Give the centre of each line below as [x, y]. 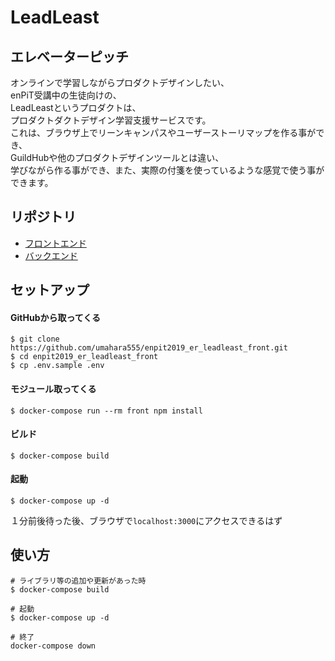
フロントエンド [55, 243]
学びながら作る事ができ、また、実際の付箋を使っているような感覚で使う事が [167, 170]
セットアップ [50, 290]
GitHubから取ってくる [56, 317]
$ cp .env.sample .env [57, 366]
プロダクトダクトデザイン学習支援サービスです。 [111, 120]
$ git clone [35, 339]
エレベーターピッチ [69, 56]
